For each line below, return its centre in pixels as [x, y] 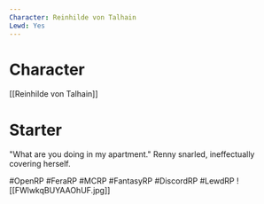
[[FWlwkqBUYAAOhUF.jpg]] [60, 191]
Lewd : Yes [27, 26]
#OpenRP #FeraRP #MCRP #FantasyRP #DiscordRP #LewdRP [122, 181]
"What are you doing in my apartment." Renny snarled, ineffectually [132, 154]
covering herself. [40, 164]
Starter [35, 130]
